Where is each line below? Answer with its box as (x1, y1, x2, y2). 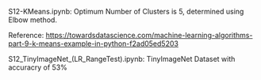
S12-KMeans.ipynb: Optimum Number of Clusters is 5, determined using (8, 7, 244, 16)
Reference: (8, 31, 44, 40)
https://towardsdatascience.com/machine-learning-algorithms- (45, 31, 253, 40)
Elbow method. (8, 15, 58, 25)
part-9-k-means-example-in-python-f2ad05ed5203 (8, 39, 178, 48)
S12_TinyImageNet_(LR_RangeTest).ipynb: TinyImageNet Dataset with (8, 55, 236, 63)
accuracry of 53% (8, 63, 67, 72)
